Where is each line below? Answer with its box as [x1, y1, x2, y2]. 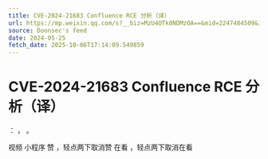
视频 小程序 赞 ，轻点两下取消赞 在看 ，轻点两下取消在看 [8, 142, 193, 152]
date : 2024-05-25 [8, 33, 66, 42]
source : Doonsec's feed [8, 26, 88, 34]
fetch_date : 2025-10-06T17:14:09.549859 [8, 41, 145, 49]
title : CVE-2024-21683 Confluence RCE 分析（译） [8, 11, 171, 20]
